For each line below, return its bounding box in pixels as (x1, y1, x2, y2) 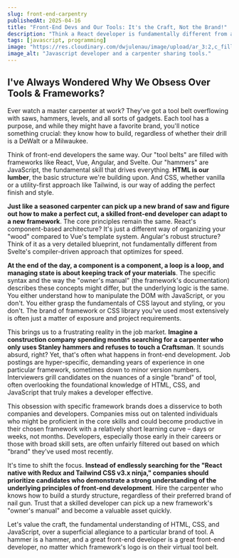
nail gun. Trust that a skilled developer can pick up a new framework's (7, 498, 213, 507)
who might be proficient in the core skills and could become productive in (7, 417, 223, 425)
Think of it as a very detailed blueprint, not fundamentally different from (7, 240, 217, 248)
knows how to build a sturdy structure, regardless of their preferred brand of (7, 491, 232, 500)
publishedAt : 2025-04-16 (7, 17, 81, 24)
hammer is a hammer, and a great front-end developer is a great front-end (7, 535, 225, 544)
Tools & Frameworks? (7, 87, 105, 100)
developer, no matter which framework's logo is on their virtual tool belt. (7, 542, 219, 551)
